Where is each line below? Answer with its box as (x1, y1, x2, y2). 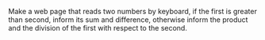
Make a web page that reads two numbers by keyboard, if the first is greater (8, 7, 258, 16)
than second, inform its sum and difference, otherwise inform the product (8, 15, 248, 24)
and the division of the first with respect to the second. (8, 24, 188, 32)
